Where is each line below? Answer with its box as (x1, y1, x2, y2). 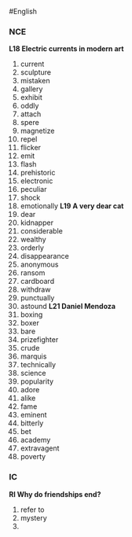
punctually (20, 293, 55, 303)
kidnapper (20, 218, 54, 227)
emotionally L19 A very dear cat (20, 201, 124, 211)
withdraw (20, 285, 51, 294)
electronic (20, 176, 53, 186)
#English (9, 7, 38, 16)
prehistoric (20, 168, 56, 178)
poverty (20, 452, 46, 462)
